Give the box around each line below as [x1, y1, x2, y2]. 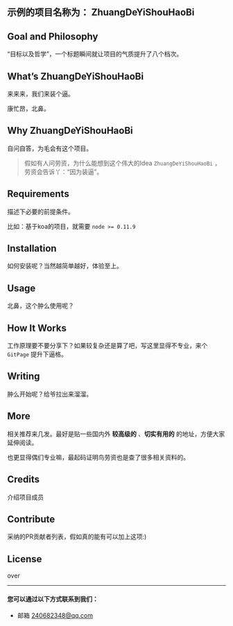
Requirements [7, 188, 69, 200]
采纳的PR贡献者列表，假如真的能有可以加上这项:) [7, 532, 147, 541]
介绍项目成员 [7, 493, 44, 501]
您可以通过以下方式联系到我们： [7, 595, 98, 603]
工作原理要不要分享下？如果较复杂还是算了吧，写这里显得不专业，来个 [7, 342, 208, 350]
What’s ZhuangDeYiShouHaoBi [7, 70, 144, 82]
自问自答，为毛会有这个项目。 [7, 144, 92, 153]
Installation [7, 243, 57, 254]
